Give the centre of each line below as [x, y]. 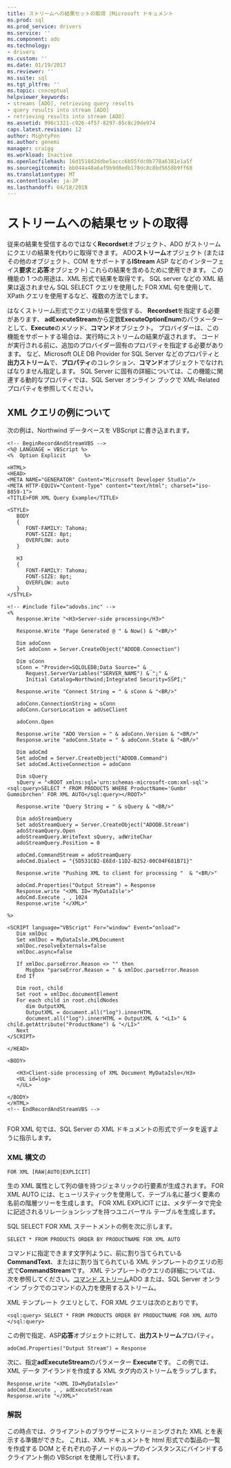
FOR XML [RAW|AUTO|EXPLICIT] [49, 1172]
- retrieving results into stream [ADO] [66, 116]
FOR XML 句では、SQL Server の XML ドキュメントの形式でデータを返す [110, 1129]
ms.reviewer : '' [30, 71]
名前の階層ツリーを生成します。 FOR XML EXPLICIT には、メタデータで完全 [115, 1203]
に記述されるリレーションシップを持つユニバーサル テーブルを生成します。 [113, 1212]
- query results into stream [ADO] [58, 110]
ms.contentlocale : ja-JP [43, 181]
